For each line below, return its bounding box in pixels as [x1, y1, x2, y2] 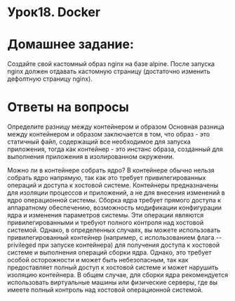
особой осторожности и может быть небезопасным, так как [7, 256, 189, 264]
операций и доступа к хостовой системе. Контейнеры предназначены [7, 181, 219, 190]
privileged [7, 241, 36, 250]
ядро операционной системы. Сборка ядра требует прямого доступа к [7, 196, 222, 205]
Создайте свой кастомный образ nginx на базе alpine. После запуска [7, 60, 215, 68]
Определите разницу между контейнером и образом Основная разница [7, 122, 224, 131]
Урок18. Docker [7, 4, 100, 20]
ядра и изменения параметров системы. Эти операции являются [7, 211, 204, 219]
